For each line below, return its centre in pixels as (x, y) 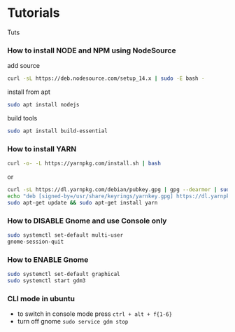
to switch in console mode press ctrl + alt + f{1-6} (95, 314)
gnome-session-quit (36, 242)
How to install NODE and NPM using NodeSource (92, 50)
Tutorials (34, 13)
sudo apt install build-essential (58, 131)
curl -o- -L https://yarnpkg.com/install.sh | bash (84, 164)
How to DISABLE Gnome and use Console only (87, 221)
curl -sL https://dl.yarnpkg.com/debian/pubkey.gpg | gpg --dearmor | (112, 190)
